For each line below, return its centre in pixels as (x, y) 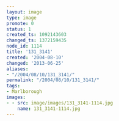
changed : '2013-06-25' (35, 63)
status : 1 (19, 29)
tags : (13, 86)
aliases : (17, 69)
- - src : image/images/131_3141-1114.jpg (60, 103)
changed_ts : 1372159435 (37, 40)
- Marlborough (24, 92)
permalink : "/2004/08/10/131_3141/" (53, 80)
